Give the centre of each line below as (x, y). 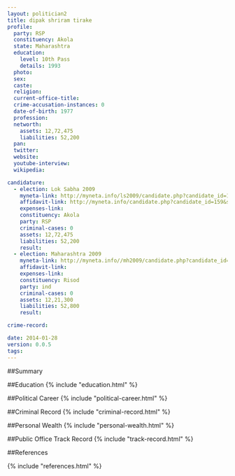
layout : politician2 (37, 14)
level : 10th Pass (45, 59)
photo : (23, 72)
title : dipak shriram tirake (50, 20)
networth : (28, 124)
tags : (15, 351)
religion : (28, 92)
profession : (31, 118)
